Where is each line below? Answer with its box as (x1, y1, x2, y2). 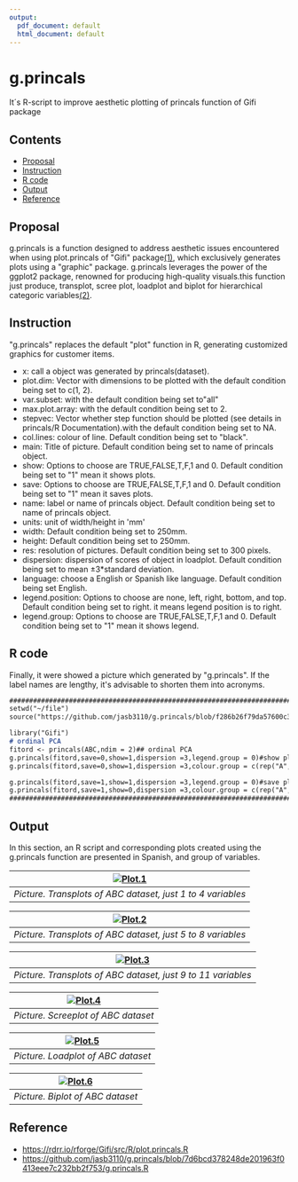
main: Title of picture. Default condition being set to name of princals (21, 441, 274, 452)
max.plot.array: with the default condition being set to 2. (21, 403, 228, 414)
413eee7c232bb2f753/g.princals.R (21, 1162, 149, 1173)
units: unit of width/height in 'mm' (21, 516, 145, 527)
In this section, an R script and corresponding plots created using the (9, 842, 262, 853)
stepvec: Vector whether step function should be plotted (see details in (21, 413, 282, 423)
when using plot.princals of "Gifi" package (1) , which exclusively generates (9, 252, 281, 263)
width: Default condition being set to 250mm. (21, 525, 188, 537)
